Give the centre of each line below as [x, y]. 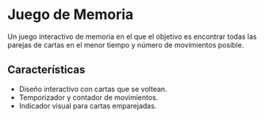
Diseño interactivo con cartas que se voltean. [93, 89]
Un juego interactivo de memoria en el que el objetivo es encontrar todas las [132, 36]
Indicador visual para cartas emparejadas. [88, 105]
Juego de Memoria [71, 15]
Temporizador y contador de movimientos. [88, 97]
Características [46, 70]
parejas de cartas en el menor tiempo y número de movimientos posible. [126, 44]
